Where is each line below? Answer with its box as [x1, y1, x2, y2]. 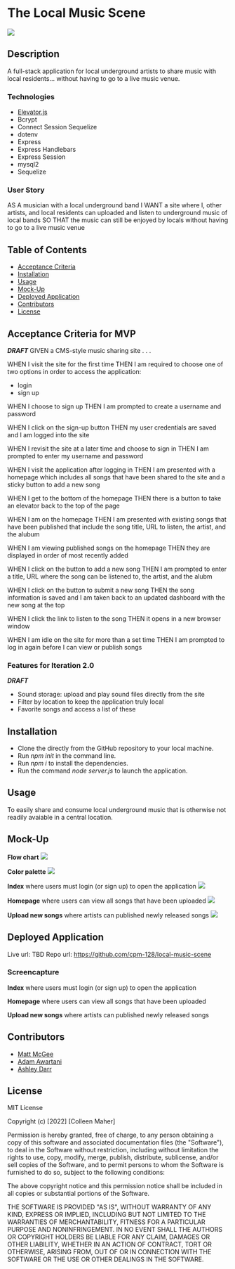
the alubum [7, 529, 40, 539]
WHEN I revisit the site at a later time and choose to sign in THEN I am [7, 444, 209, 453]
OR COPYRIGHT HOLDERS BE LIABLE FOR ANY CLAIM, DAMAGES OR [7, 1232, 210, 1242]
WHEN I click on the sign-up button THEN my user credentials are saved [7, 423, 217, 432]
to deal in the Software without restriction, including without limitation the [7, 1146, 219, 1154]
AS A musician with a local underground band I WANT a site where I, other [7, 201, 222, 210]
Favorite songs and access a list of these [17, 705, 136, 714]
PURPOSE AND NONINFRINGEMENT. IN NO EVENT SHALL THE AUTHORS [7, 1225, 223, 1234]
